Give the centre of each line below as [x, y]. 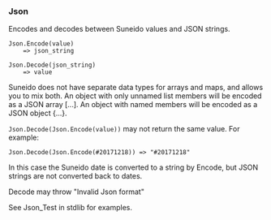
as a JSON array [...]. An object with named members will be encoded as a [133, 105]
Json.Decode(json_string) [52, 65]
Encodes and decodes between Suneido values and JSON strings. [119, 29]
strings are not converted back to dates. [75, 176]
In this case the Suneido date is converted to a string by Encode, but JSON [133, 167]
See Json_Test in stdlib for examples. [70, 208]
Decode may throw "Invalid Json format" [76, 192]
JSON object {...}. [38, 113]
